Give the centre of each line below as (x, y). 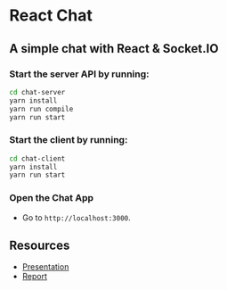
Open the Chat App (52, 198)
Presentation (45, 267)
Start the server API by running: (79, 74)
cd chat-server (37, 92)
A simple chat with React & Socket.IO (114, 49)
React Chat (51, 16)
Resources (40, 245)
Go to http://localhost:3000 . (76, 217)
